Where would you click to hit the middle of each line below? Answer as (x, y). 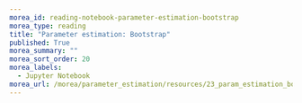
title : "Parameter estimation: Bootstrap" (90, 34)
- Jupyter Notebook (54, 76)
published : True (40, 43)
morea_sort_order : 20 (50, 59)
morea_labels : (36, 68)
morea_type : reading (48, 26)
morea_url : (30, 84)
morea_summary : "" (44, 51)
